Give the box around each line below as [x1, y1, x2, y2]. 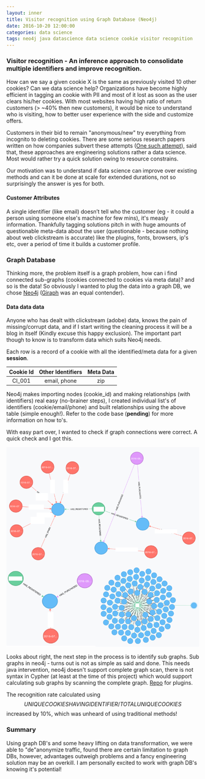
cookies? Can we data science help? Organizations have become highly [6, 85, 188, 92]
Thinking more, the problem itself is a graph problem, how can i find [6, 269, 177, 277]
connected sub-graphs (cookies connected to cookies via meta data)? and [6, 276, 195, 283]
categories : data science [6, 29, 72, 36]
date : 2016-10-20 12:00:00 [6, 23, 75, 29]
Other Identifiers [39, 368, 83, 375]
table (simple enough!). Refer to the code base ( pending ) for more [6, 410, 174, 418]
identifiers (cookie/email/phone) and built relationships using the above [6, 404, 186, 411]
